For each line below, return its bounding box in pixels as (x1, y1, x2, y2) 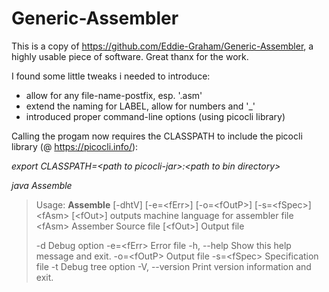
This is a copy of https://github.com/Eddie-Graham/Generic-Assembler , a (11, 40, 314, 52)
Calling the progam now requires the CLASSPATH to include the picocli (11, 130, 303, 142)
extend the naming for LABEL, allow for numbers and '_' (25, 100, 256, 112)
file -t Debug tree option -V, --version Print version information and (35, 260, 312, 272)
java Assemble (11, 179, 73, 191)
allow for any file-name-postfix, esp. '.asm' (25, 89, 203, 101)
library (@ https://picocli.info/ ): (11, 140, 139, 152)
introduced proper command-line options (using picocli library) (25, 110, 286, 122)
